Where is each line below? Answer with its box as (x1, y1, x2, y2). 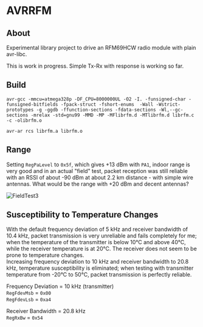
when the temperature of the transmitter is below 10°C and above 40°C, (6, 239, 187, 246)
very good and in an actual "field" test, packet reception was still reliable (6, 167, 188, 174)
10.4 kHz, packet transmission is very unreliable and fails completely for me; (6, 232, 197, 239)
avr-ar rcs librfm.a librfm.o (6, 128, 83, 134)
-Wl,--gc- (158, 107, 184, 113)
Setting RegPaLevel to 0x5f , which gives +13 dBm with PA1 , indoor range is (6, 161, 190, 168)
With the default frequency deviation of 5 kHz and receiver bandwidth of (6, 226, 188, 233)
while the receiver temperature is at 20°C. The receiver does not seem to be (6, 245, 198, 253)
